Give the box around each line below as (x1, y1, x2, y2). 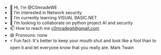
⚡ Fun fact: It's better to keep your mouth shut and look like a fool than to (9, 38, 157, 43)
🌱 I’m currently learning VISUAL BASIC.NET (9, 15, 97, 20)
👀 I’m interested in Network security (9, 10, 82, 15)
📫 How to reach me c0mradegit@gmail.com (9, 26, 100, 31)
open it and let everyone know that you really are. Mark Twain (9, 45, 134, 50)
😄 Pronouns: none (9, 32, 48, 38)
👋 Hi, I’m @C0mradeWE (9, 5, 58, 10)
